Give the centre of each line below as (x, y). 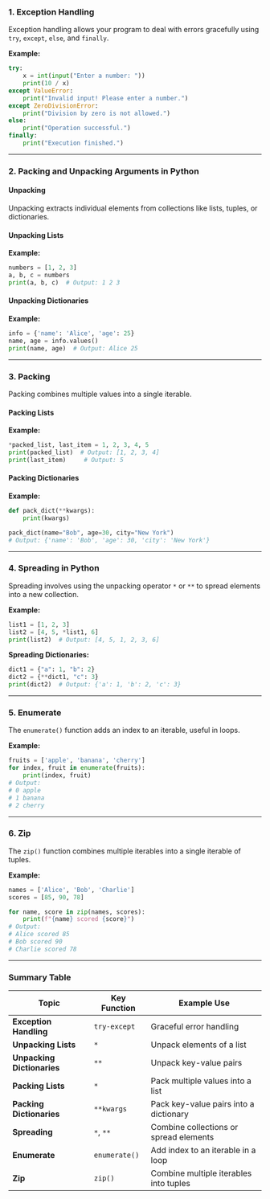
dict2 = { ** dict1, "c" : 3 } (53, 677)
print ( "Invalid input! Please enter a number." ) (106, 98)
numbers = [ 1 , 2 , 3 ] (43, 268)
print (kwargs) (46, 518)
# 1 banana (27, 798)
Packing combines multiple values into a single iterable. (100, 394)
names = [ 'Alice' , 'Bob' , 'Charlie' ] (72, 890)
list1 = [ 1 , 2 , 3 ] (39, 624)
